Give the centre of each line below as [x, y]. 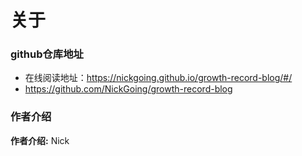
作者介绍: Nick [40, 140]
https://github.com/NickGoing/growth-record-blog [128, 89]
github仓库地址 [47, 54]
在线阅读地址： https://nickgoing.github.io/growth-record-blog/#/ [158, 78]
